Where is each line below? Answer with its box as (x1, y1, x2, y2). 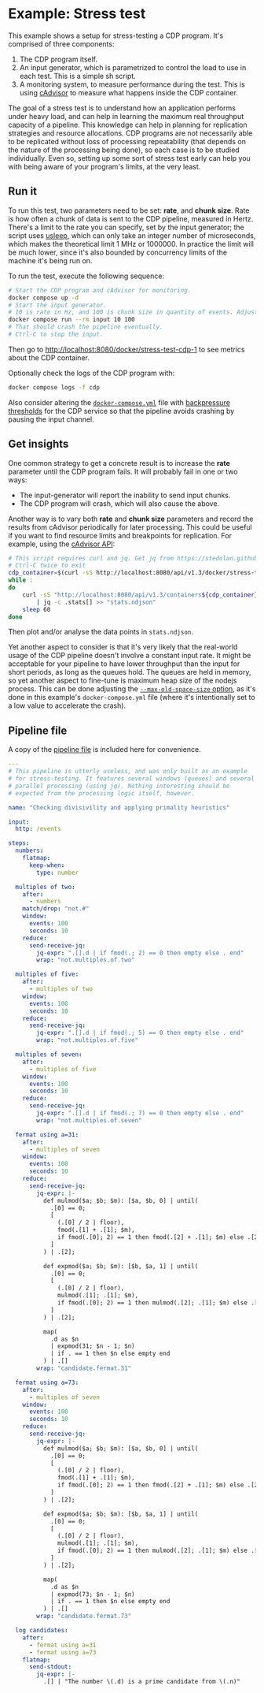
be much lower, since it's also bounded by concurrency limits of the (8, 247, 228, 257)
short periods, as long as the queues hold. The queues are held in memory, (8, 668, 251, 677)
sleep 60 (22, 605, 51, 613)
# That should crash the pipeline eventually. (8, 323, 163, 331)
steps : (8, 839, 30, 847)
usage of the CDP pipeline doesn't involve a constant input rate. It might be (8, 651, 251, 660)
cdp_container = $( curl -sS (8, 569, 93, 577)
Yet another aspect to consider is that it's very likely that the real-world (8, 642, 238, 652)
